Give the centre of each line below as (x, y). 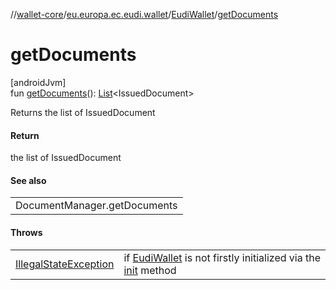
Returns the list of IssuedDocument (83, 112)
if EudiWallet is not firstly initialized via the (222, 257)
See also (28, 180)
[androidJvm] (38, 82)
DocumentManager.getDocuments (96, 206)
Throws (26, 232)
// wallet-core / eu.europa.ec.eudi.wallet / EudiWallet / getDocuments (144, 14)
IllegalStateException (65, 264)
